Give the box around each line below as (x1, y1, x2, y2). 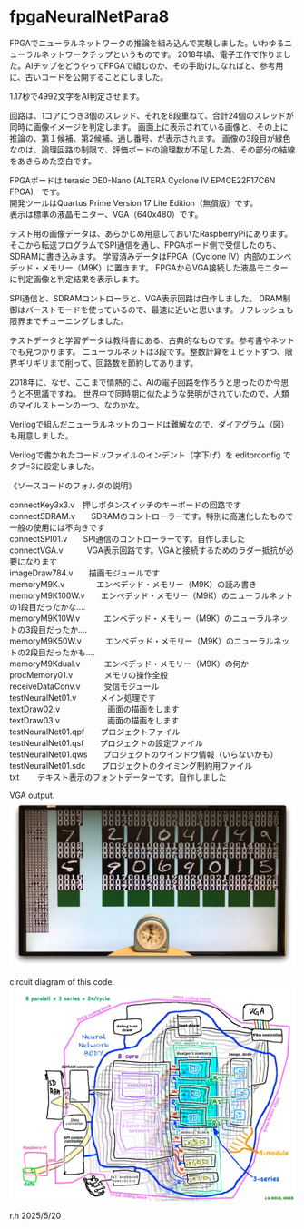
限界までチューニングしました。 (9, 315, 129, 326)
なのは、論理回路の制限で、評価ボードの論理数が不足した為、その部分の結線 (9, 143, 296, 155)
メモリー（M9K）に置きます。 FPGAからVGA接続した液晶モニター (40, 261, 289, 273)
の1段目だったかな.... (9, 601, 86, 612)
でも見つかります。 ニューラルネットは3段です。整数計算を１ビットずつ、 (9, 346, 286, 357)
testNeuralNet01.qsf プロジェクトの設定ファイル (9, 737, 204, 748)
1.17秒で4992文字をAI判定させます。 (9, 91, 145, 102)
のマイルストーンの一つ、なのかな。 (9, 399, 144, 410)
